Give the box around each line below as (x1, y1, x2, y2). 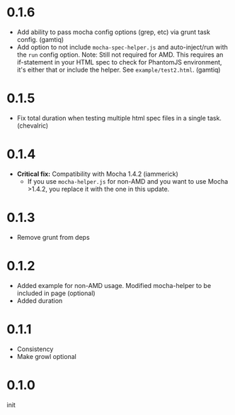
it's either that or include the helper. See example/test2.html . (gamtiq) (16, 65, 221, 74)
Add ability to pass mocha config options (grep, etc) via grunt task (16, 28, 210, 36)
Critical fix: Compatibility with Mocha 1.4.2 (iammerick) (16, 170, 178, 178)
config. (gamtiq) (16, 35, 64, 43)
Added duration (16, 296, 63, 305)
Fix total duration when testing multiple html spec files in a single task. (16, 114, 222, 122)
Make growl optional (16, 352, 77, 360)
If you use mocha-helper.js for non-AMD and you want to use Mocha (27, 177, 229, 185)
